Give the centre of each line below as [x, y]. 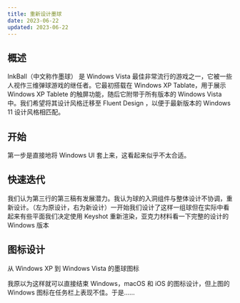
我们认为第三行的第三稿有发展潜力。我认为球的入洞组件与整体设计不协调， [117, 198]
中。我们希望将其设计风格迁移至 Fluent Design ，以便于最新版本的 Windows [119, 103]
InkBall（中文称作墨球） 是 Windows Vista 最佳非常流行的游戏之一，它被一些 [120, 76]
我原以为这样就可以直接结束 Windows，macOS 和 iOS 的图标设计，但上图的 [119, 283]
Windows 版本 [28, 225]
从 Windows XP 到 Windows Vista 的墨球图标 [74, 268]
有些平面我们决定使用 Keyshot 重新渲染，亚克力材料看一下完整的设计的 [124, 216]
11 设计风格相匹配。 [36, 112]
